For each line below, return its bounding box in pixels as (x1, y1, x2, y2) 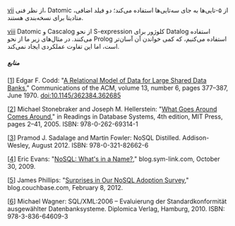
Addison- (182, 133, 210, 142)
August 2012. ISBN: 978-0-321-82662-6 (31, 141, 149, 149)
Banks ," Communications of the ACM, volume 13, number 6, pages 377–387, (7, 83, 229, 92)
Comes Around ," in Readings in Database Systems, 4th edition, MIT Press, (7, 112, 224, 121)
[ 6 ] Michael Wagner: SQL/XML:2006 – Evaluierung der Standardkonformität (7, 197, 227, 206)
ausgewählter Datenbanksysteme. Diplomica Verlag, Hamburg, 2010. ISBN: (7, 204, 225, 213)
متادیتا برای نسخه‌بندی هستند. (7, 13, 83, 22)
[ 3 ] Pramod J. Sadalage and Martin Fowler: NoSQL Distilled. (7, 133, 181, 142)
